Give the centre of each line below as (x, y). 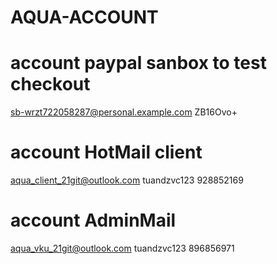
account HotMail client (106, 152)
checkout (50, 84)
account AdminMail (93, 220)
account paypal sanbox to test (138, 63)
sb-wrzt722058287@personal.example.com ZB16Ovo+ (124, 112)
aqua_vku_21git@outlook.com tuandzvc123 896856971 (122, 248)
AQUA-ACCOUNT (84, 17)
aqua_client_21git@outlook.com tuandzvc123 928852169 (127, 180)
